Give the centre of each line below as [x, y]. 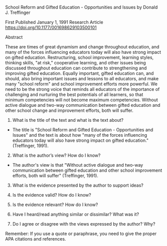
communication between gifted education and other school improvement [87, 170]
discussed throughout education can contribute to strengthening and [76, 68]
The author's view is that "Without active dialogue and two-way [78, 165]
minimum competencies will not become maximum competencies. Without [82, 100]
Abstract [14, 37]
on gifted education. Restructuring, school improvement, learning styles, [79, 57]
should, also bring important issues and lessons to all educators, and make [82, 79]
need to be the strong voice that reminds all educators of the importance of [83, 89]
